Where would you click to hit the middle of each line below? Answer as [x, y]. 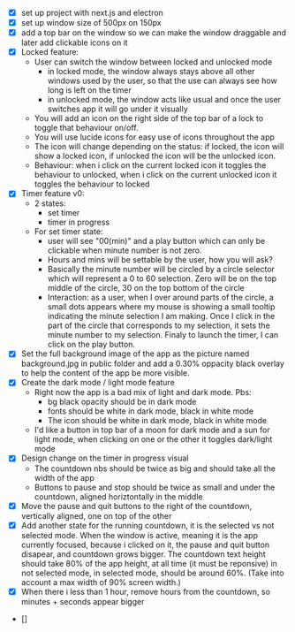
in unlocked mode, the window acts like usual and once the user [164, 100]
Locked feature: [50, 52]
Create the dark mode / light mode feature [98, 383]
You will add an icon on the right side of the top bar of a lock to [149, 118]
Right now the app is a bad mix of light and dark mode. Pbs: [143, 392]
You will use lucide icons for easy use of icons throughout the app [155, 137]
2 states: [50, 203]
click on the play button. [91, 345]
